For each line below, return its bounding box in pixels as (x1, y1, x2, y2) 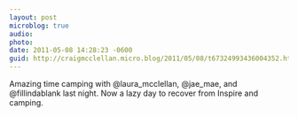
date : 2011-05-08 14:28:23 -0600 (9, 46, 133, 55)
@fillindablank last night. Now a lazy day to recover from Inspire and (9, 88, 259, 98)
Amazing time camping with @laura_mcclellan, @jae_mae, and (9, 79, 238, 89)
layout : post (9, 12, 58, 22)
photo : (9, 37, 34, 47)
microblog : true (9, 21, 69, 30)
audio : (9, 29, 34, 38)
